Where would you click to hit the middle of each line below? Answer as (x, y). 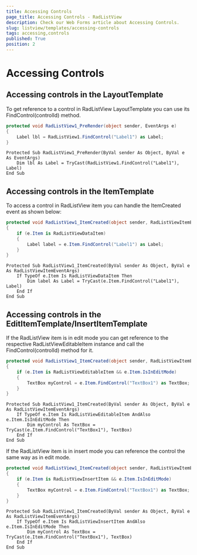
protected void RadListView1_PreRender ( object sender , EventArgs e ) (91, 126)
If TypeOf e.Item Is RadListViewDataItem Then (74, 276)
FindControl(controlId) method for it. (50, 350)
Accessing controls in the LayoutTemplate (85, 95)
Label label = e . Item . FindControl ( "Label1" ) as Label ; (96, 244)
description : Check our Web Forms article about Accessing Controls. (93, 22)
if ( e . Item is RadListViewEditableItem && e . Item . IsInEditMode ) (97, 372)
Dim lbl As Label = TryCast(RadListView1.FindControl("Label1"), (98, 163)
